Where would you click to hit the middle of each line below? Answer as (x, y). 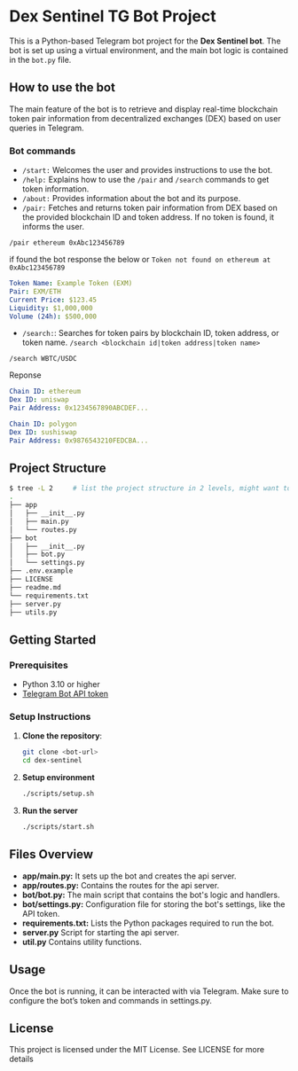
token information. (55, 189)
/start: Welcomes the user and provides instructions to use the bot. (147, 170)
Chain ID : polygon (43, 424)
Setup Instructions (50, 717)
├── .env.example (41, 571)
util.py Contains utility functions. (82, 942)
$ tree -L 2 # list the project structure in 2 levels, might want (144, 489)
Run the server (50, 811)
